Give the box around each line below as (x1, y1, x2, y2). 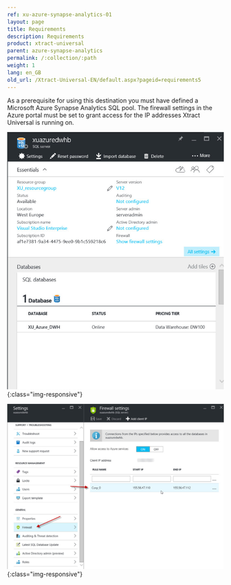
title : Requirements (7, 25, 67, 32)
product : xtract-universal (7, 40, 85, 47)
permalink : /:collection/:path (7, 55, 97, 62)
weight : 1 (7, 62, 36, 69)
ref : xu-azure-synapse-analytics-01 (7, 11, 112, 18)
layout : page (7, 18, 45, 25)
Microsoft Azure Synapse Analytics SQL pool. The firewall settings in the (7, 103, 213, 111)
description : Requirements (7, 33, 85, 40)
